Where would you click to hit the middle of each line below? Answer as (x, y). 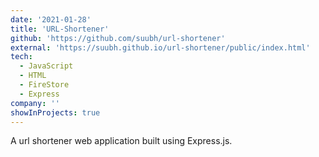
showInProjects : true (55, 112)
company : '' (35, 103)
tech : (21, 57)
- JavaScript (46, 66)
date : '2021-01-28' (51, 19)
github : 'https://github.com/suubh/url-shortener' (118, 38)
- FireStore (44, 85)
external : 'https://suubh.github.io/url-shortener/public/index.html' (160, 47)
